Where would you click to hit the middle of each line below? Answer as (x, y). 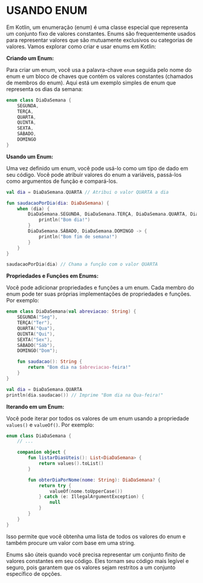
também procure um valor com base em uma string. (71, 543)
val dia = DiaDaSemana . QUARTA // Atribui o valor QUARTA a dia (88, 192)
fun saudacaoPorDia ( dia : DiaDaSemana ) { (58, 203)
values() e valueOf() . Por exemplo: (50, 425)
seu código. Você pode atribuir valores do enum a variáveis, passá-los (94, 174)
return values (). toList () (71, 464)
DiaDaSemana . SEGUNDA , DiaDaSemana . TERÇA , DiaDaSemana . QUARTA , (108, 214)
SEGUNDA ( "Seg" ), (38, 317)
